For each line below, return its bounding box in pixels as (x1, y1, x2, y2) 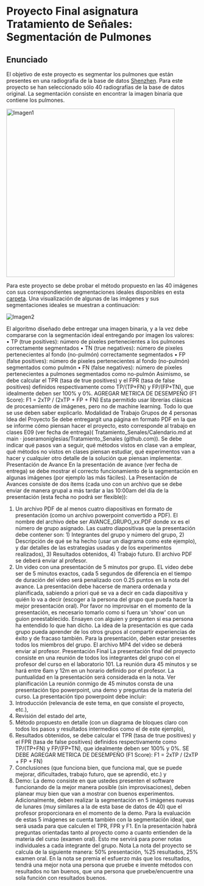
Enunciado (6, 54, 48, 65)
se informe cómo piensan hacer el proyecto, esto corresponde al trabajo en (6, 422, 196, 429)
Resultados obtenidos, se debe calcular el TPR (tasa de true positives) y (15, 732, 196, 739)
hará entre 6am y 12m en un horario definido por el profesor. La (15, 667, 175, 674)
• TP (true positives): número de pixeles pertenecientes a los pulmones (6, 338, 186, 345)
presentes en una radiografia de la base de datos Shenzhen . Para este (6, 77, 183, 84)
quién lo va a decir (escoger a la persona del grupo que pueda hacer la (15, 596, 194, 603)
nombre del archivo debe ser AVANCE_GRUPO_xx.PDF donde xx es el (15, 518, 190, 525)
